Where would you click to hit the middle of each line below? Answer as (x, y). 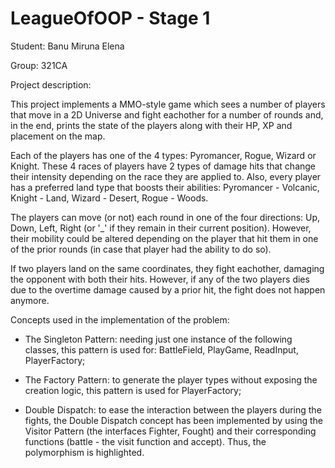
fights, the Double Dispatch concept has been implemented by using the (174, 420)
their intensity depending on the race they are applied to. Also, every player (166, 176)
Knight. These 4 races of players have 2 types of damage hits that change (163, 166)
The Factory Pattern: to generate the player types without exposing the (171, 379)
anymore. (30, 300)
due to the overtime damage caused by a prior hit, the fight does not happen (168, 289)
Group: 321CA (39, 65)
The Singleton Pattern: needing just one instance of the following (158, 339)
